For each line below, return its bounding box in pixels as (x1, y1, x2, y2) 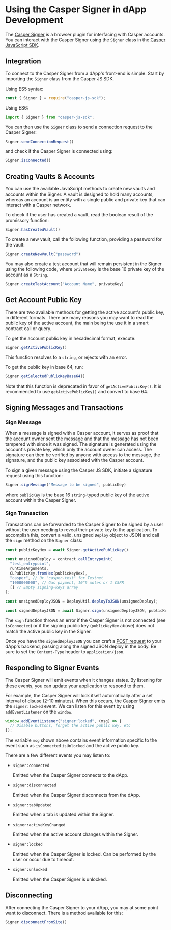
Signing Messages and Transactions (5, 403, 124, 412)
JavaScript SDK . (5, 42, 40, 48)
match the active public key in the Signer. (5, 628, 92, 634)
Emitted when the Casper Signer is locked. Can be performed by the (12, 851, 156, 857)
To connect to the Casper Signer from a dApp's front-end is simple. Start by (5, 70, 164, 76)
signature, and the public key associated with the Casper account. (5, 457, 144, 463)
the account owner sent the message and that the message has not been (5, 435, 159, 442)
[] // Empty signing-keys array (10, 585, 79, 590)
